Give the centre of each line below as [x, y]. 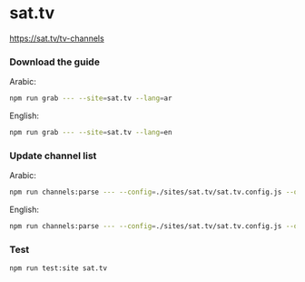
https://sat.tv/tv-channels [57, 38]
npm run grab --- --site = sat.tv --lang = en [91, 133]
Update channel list [53, 156]
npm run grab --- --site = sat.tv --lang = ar [91, 98]
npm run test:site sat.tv [58, 268]
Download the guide [54, 62]
